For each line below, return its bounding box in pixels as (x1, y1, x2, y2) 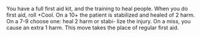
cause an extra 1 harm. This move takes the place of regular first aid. (6, 24, 179, 31)
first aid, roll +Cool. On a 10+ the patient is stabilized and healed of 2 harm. (6, 11, 195, 18)
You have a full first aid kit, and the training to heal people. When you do (6, 5, 188, 12)
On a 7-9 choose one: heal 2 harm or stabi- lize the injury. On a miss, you (6, 18, 191, 24)
